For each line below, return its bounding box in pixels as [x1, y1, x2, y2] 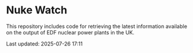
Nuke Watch [6, 3, 68, 17]
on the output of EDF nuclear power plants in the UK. [6, 29, 135, 36]
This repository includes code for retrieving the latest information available [6, 23, 188, 30]
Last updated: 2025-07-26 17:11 [6, 40, 83, 47]
